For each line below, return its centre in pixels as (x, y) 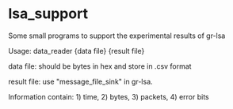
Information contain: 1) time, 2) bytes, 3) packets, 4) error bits (109, 96)
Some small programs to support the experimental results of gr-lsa (117, 36)
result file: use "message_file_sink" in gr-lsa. (80, 81)
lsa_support (48, 14)
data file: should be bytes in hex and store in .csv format (100, 66)
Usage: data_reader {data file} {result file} (76, 51)
